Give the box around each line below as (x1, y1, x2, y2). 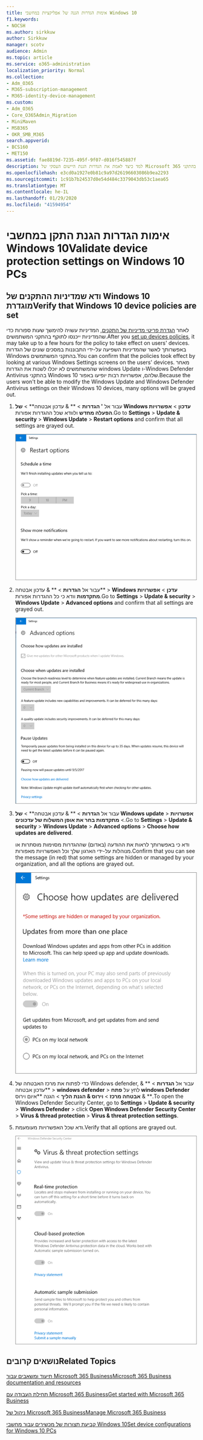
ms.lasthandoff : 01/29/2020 (6, 195, 77, 201)
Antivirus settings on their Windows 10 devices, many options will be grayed (6, 384, 196, 391)
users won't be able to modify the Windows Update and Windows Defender (6, 378, 195, 385)
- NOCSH (6, 22, 26, 29)
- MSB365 (6, 125, 28, 131)
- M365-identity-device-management (6, 93, 96, 99)
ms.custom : (6, 99, 34, 106)
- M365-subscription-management (6, 87, 88, 93)
